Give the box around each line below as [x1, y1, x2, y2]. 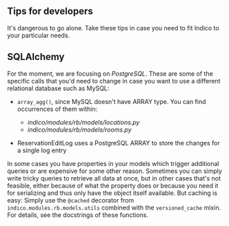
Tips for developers [7, 6, 93, 17]
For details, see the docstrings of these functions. [7, 210, 149, 219]
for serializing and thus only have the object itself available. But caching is [7, 189, 218, 197]
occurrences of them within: [17, 105, 98, 113]
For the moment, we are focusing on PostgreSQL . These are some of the [7, 69, 214, 78]
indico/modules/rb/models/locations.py [27, 118, 140, 126]
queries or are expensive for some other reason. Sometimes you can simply [7, 167, 223, 175]
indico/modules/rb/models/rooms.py [27, 125, 132, 134]
